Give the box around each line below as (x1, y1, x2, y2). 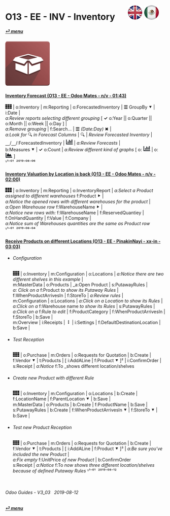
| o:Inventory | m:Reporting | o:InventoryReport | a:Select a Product (12, 188, 153, 194)
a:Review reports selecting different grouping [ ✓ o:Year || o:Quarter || (5, 115, 152, 121)
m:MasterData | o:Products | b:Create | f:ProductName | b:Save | (12, 401, 148, 408)
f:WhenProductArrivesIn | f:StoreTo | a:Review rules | (12, 292, 123, 298)
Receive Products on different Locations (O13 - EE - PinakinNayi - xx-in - (5, 238, 161, 244)
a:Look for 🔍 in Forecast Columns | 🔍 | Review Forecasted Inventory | (5, 131, 152, 137)
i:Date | (5, 110, 20, 116)
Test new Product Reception (12, 424, 72, 430)
